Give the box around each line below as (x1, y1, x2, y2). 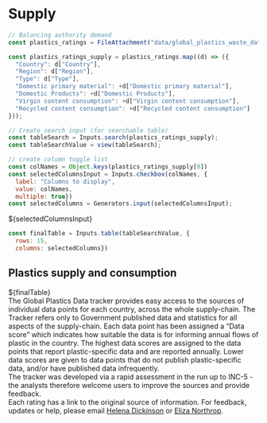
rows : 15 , (15, 237, 48, 245)
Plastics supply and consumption (8, 266, 177, 280)
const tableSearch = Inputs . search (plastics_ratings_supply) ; (8, 134, 219, 142)
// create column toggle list (8, 156, 109, 164)
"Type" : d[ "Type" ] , (15, 75, 80, 83)
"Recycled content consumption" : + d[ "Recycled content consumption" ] (15, 104, 250, 112)
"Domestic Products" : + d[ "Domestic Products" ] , (15, 90, 176, 98)
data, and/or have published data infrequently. (8, 363, 160, 373)
